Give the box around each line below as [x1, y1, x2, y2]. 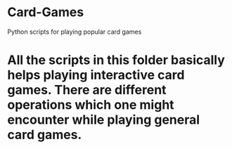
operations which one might [7, 97, 174, 113]
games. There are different [7, 82, 167, 98]
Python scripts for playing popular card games [7, 27, 142, 36]
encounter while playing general [7, 112, 200, 128]
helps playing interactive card [7, 67, 185, 83]
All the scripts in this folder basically [7, 52, 225, 68]
